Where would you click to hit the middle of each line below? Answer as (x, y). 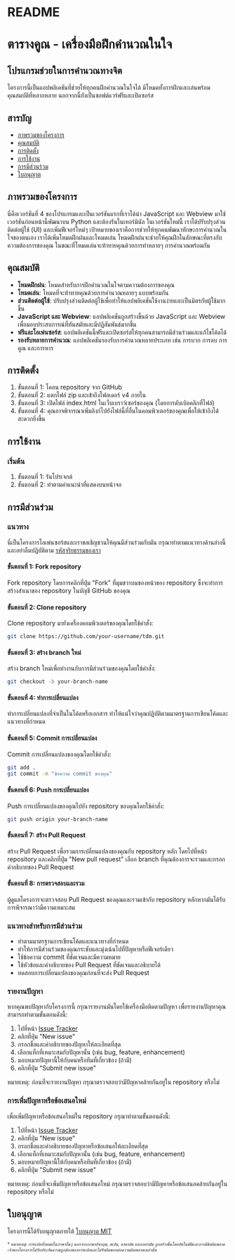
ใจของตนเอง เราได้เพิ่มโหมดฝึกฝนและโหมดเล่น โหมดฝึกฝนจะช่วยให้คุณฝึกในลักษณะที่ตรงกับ (115, 237)
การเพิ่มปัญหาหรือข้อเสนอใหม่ (47, 1101)
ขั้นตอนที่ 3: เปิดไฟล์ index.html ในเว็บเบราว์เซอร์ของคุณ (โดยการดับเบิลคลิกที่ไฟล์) (116, 403)
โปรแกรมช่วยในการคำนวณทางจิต (65, 71)
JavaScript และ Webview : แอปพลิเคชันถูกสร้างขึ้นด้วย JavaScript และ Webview (121, 316)
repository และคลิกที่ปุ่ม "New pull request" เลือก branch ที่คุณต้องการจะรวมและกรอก (116, 859)
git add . (22, 767)
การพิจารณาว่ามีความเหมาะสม (41, 907)
